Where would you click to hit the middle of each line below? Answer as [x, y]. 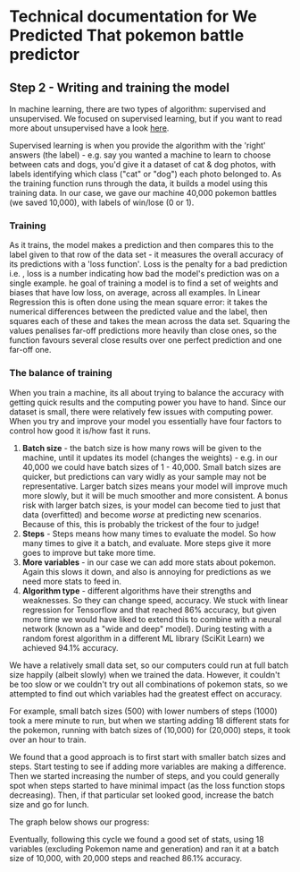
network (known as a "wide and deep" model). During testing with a [147, 628]
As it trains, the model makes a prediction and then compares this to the [142, 245]
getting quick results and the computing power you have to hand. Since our [148, 402]
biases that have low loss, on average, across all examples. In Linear [135, 293]
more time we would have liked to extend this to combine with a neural [152, 619]
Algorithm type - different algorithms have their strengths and [137, 590]
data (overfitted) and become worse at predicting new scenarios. [142, 514]
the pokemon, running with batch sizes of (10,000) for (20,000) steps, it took [150, 730]
